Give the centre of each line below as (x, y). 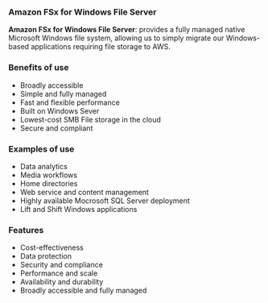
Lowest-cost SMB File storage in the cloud (90, 119)
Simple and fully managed (63, 93)
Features (26, 230)
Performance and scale (59, 273)
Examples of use (41, 149)
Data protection (46, 256)
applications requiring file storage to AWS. (101, 47)
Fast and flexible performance (70, 102)
